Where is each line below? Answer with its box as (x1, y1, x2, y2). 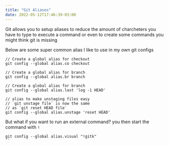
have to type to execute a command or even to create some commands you (5, 31, 164, 38)
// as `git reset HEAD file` (5, 105, 67, 111)
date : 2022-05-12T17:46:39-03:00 (5, 12, 76, 17)
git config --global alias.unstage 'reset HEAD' (5, 110, 110, 115)
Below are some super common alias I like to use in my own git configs (5, 47, 154, 53)
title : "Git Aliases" (5, 7, 51, 13)
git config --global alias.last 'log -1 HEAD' (5, 87, 106, 93)
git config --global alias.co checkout (5, 61, 90, 66)
